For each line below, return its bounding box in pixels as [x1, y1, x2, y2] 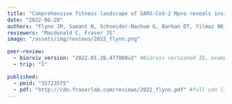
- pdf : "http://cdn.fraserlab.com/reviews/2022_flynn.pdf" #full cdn [13, 86, 217, 93]
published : [7, 73, 39, 80]
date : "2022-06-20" [7, 17, 64, 23]
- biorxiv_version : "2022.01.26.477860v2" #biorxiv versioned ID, [13, 54, 209, 62]
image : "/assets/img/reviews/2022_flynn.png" [7, 36, 140, 43]
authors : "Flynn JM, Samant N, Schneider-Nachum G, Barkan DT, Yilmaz [7, 23, 215, 30]
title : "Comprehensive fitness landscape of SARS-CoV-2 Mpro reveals [7, 10, 212, 17]
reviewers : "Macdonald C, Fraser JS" [7, 29, 116, 37]
